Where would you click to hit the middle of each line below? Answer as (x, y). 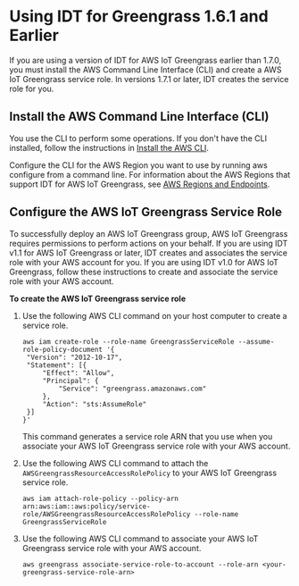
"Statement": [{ (57, 365)
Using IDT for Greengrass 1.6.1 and (139, 17)
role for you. (32, 88)
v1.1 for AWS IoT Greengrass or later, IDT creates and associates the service (149, 253)
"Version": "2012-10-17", (75, 357)
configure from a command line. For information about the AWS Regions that (150, 174)
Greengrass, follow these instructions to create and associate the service (144, 272)
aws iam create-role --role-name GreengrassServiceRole (128, 341)
